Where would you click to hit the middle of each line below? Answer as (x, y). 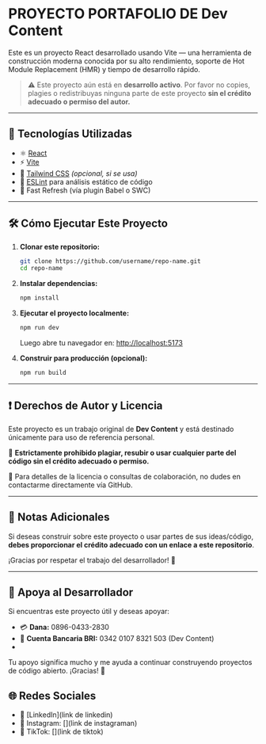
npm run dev (39, 328)
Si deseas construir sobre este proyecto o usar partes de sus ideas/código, (131, 536)
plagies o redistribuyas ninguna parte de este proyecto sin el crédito (139, 93)
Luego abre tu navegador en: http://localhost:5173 (101, 343)
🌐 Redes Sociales (52, 695)
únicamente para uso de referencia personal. (82, 437)
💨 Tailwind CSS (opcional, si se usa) (78, 173)
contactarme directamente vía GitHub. (70, 485)
